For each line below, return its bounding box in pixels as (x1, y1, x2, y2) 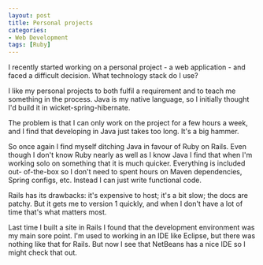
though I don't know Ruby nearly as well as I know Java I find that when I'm (8, 151, 253, 160)
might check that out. (8, 248, 77, 257)
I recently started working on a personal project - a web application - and (8, 62, 246, 72)
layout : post (8, 11, 51, 20)
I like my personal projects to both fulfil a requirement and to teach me (8, 86, 236, 95)
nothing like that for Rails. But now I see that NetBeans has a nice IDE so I (8, 240, 246, 249)
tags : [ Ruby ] (8, 41, 51, 49)
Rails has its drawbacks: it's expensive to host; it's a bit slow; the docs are (8, 191, 248, 200)
